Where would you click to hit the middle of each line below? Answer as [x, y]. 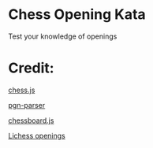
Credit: [31, 68]
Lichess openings [37, 135]
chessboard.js [31, 120]
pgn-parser [27, 105]
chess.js [22, 90]
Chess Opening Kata [77, 15]
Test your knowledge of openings [63, 36]
